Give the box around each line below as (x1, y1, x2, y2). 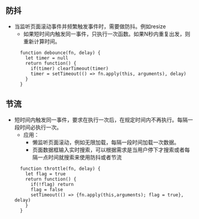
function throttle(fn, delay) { (20, 166, 101, 172)
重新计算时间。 (23, 38, 61, 45)
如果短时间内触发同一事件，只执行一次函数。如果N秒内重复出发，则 (23, 30, 191, 37)
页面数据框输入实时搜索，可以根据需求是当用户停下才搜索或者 (32, 146, 185, 153)
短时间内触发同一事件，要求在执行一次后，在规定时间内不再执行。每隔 (14, 116, 188, 123)
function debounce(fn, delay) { (20, 50, 101, 56)
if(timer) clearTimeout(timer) (30, 65, 109, 71)
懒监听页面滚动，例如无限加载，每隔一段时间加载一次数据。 (32, 139, 180, 146)
